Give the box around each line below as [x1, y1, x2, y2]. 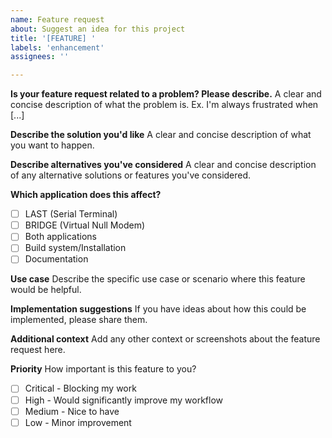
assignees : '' [10, 52, 70, 62]
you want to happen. [10, 139, 95, 151]
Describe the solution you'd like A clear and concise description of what [10, 129, 312, 141]
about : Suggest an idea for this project [10, 24, 186, 34]
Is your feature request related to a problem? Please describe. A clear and [10, 88, 322, 100]
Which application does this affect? [10, 189, 162, 201]
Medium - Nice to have [24, 405, 120, 417]
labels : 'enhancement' [10, 42, 105, 53]
